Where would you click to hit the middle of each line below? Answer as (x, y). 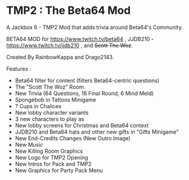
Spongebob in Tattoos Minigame (56, 100)
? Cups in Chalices (38, 106)
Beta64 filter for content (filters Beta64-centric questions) (87, 80)
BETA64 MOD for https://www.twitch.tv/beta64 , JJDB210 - (80, 39)
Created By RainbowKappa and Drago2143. (60, 57)
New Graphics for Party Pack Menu (59, 170)
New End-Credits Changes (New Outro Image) (73, 138)
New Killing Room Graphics (49, 151)
